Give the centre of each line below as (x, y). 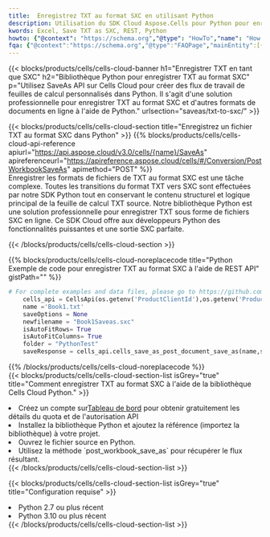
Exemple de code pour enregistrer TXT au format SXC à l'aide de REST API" (134, 269)
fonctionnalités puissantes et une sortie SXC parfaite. (96, 229)
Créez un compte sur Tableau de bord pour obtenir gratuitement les (129, 408)
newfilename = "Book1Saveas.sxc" (79, 322)
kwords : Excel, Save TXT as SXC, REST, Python (88, 31)
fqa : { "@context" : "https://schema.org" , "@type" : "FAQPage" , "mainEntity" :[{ (136, 46)
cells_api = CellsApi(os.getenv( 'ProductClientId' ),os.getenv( (131, 299)
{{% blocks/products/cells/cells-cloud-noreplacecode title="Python (121, 260)
